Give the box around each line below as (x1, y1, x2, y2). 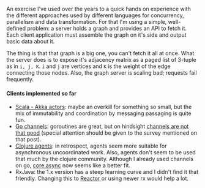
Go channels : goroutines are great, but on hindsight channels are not (15, 122, 189, 130)
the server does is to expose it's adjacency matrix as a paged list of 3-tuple (6, 56, 197, 63)
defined (6, 24, 26, 32)
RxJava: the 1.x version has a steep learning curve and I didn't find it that (15, 168, 199, 176)
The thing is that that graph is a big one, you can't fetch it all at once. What (6, 50, 195, 57)
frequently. (6, 76, 34, 83)
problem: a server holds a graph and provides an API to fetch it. (27, 24, 187, 32)
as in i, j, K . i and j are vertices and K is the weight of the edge (6, 62, 171, 70)
